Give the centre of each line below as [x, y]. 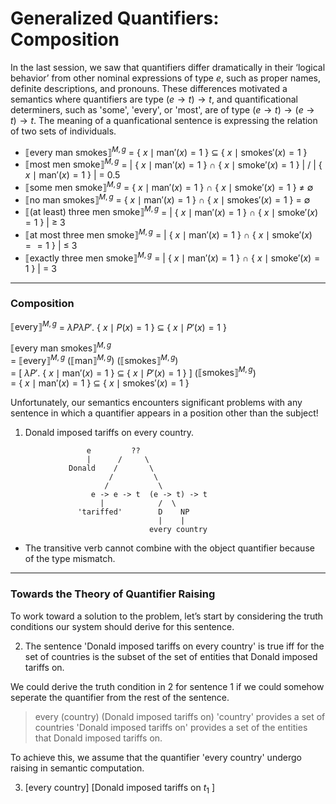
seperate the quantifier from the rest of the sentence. [120, 697]
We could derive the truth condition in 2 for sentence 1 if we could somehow [167, 686]
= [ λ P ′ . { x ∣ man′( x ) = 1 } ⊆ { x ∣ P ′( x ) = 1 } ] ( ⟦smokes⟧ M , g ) [133, 372]
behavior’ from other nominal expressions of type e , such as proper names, [165, 78]
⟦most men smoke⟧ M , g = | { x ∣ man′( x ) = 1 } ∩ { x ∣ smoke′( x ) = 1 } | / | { [173, 164]
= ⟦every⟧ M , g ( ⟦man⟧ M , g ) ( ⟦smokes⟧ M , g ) [94, 359]
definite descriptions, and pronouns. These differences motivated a [149, 88]
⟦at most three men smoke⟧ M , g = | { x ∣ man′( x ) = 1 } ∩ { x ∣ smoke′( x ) [168, 234]
